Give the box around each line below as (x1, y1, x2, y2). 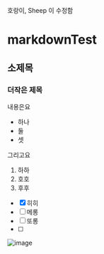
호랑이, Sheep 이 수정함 (7, 6, 74, 14)
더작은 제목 (7, 85, 43, 95)
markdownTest (7, 31, 98, 48)
